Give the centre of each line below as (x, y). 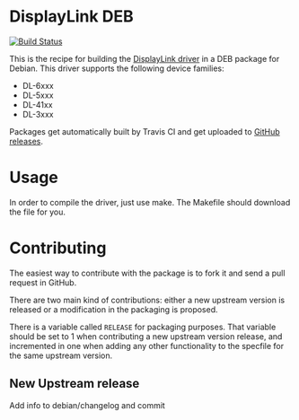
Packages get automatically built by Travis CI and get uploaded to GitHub (145, 131)
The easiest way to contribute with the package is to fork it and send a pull (147, 273)
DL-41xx (37, 104)
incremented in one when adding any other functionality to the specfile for (147, 346)
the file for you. (37, 212)
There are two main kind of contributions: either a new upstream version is (147, 300)
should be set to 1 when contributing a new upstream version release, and (146, 336)
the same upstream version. (61, 355)
